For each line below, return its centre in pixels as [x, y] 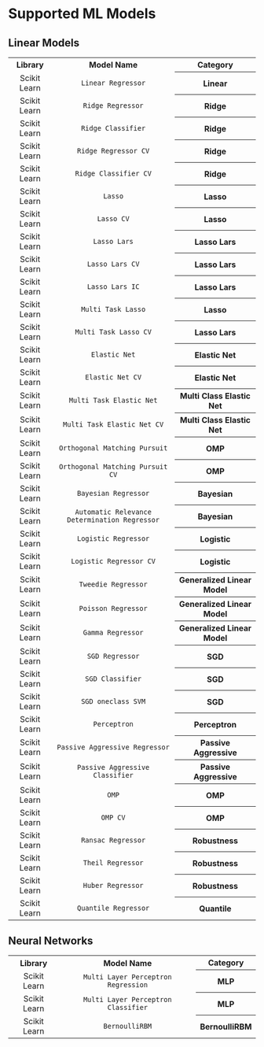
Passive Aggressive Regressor [114, 747]
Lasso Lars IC [113, 287]
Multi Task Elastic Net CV [113, 425]
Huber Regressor [113, 885]
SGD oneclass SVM [114, 701]
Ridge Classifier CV [113, 173]
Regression [127, 984]
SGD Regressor [113, 656]
